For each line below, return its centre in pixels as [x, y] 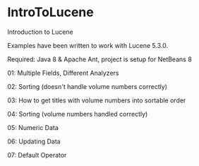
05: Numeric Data [33, 127]
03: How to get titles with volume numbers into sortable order [97, 100]
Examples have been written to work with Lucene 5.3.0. [88, 45]
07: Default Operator [37, 155]
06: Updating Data [34, 141]
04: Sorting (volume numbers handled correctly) [78, 114]
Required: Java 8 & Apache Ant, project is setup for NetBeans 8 [99, 59]
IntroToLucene [50, 12]
